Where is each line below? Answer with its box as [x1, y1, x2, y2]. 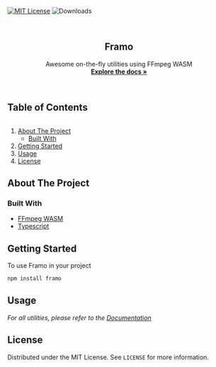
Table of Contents [7, 101, 89, 113]
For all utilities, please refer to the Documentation [7, 313, 152, 322]
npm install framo [7, 275, 62, 283]
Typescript [17, 222, 50, 230]
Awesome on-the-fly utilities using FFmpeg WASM [45, 60, 193, 68]
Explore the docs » [91, 67, 147, 76]
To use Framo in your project [7, 261, 91, 270]
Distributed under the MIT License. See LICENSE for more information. [7, 353, 209, 361]
